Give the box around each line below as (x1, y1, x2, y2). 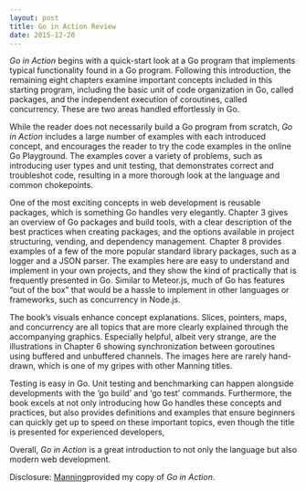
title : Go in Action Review (9, 22, 117, 31)
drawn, (9, 360, 37, 371)
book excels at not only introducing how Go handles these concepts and (9, 398, 282, 409)
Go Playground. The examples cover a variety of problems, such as (9, 151, 263, 162)
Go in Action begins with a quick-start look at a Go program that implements (9, 56, 296, 67)
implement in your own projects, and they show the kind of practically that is (9, 266, 297, 277)
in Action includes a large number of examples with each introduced (9, 131, 267, 142)
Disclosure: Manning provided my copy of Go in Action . (9, 472, 216, 483)
